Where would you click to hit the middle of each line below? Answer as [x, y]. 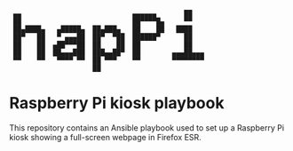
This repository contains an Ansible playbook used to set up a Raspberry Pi [147, 127]
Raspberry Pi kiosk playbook [117, 103]
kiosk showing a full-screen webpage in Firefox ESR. [105, 137]
